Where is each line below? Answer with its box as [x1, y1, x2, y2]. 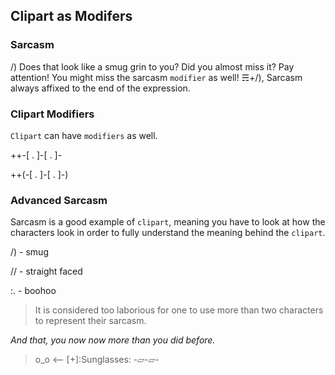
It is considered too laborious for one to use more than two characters [34, 304, 324, 316]
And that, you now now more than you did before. [10, 334, 216, 346]
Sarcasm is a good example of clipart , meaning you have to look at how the [10, 216, 326, 228]
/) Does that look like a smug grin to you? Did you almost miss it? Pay [10, 60, 295, 73]
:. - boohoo [10, 285, 57, 297]
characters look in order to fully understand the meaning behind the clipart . [10, 227, 326, 239]
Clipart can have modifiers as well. [10, 129, 158, 141]
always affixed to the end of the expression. [10, 82, 191, 94]
